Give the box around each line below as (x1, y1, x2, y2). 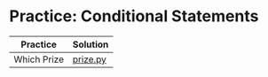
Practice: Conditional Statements (9, 6, 259, 27)
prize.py (72, 53, 106, 65)
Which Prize (13, 53, 65, 65)
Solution (72, 38, 109, 50)
